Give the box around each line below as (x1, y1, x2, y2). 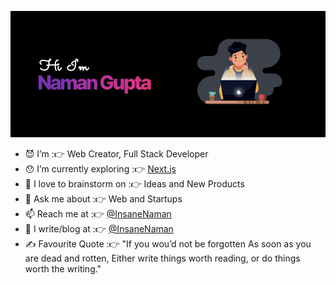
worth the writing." (24, 262, 102, 275)
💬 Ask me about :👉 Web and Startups (24, 192, 183, 205)
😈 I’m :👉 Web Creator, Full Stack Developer (24, 147, 209, 160)
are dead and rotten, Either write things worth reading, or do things (24, 252, 301, 264)
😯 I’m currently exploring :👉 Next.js (24, 162, 177, 175)
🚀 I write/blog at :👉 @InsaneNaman (24, 222, 174, 235)
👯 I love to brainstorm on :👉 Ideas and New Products (24, 177, 245, 190)
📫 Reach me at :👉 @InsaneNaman (24, 207, 172, 220)
